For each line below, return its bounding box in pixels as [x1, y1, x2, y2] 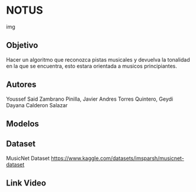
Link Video [6, 178, 46, 188]
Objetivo [6, 40, 38, 50]
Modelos [6, 119, 40, 129]
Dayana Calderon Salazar [6, 101, 68, 108]
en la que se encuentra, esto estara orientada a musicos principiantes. [6, 62, 177, 69]
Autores [6, 79, 37, 89]
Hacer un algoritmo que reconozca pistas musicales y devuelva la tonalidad [6, 56, 190, 63]
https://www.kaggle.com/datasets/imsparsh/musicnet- [51, 155, 184, 162]
